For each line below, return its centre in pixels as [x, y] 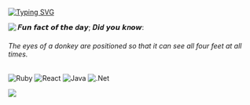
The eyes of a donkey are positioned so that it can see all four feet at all [125, 45]
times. [18, 54]
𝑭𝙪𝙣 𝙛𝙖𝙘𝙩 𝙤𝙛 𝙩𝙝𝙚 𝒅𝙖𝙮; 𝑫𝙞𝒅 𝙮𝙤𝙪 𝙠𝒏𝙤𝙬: [81, 27]
